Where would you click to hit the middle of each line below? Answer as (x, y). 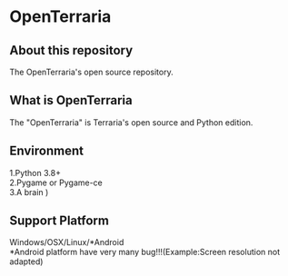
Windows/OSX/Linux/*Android (67, 242)
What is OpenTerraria (71, 100)
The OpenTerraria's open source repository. (92, 72)
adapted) (26, 261)
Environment (47, 151)
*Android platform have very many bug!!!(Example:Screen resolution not (144, 252)
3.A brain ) (29, 192)
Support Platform (59, 221)
